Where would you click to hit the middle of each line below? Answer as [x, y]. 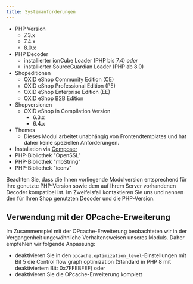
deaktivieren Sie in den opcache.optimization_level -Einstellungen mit [100, 255]
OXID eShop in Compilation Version [67, 111]
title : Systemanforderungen [41, 12]
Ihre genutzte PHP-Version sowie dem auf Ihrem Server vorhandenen [91, 186]
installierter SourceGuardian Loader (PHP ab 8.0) [84, 67]
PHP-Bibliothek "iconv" [43, 168]
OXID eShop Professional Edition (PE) [70, 85]
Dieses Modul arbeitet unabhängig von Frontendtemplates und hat [105, 136]
